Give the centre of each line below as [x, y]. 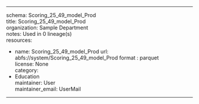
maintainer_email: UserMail [48, 89]
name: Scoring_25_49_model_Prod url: [61, 51]
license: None [31, 64]
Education [27, 76]
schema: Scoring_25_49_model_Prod [51, 15]
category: [26, 70]
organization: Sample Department [47, 28]
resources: [19, 40]
